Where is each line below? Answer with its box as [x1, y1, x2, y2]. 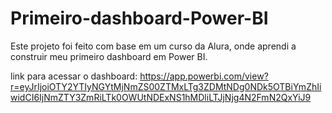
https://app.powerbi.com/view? [139, 70, 269, 82]
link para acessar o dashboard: [10, 70, 138, 82]
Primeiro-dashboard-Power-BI [10, 7, 269, 30]
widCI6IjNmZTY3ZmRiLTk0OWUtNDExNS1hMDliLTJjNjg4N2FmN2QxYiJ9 [10, 91, 312, 103]
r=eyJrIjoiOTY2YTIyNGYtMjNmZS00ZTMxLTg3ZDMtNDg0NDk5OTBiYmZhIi [10, 80, 322, 92]
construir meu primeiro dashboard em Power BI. [10, 50, 208, 62]
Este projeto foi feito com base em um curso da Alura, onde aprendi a [10, 40, 297, 52]
